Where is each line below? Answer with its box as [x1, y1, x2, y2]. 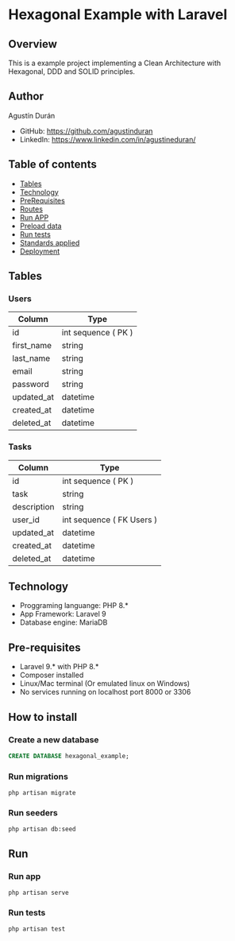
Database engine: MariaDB [19, 618, 108, 627]
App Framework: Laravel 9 [19, 610, 106, 619]
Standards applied [19, 238, 80, 247]
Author [8, 90, 44, 103]
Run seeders [8, 807, 58, 819]
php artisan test [8, 925, 66, 933]
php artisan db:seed [8, 825, 77, 834]
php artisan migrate [8, 789, 77, 797]
